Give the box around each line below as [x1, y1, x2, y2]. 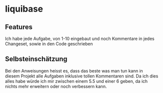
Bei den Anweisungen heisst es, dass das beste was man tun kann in [5, 68, 144, 74]
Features [5, 23, 33, 31]
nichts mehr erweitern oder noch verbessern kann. [5, 83, 107, 89]
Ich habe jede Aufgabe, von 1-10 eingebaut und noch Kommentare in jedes [5, 36, 155, 41]
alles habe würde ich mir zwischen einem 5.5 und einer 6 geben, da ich [5, 78, 148, 84]
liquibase [5, 3, 43, 15]
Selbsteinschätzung [5, 55, 68, 63]
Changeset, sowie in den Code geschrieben [5, 41, 93, 47]
